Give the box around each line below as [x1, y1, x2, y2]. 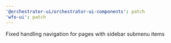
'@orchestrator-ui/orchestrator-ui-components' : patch [5, 8, 145, 15]
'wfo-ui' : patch [5, 14, 46, 20]
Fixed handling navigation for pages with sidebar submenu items [5, 30, 165, 37]
